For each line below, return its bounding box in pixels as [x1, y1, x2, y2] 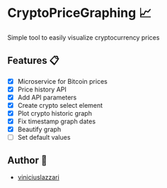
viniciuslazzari [17, 173, 60, 182]
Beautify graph [17, 125, 62, 134]
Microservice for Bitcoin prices [17, 77, 108, 85]
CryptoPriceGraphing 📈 [7, 5, 152, 21]
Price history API [17, 85, 67, 94]
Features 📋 [7, 55, 59, 67]
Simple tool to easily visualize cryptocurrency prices [7, 33, 160, 42]
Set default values [17, 133, 71, 142]
